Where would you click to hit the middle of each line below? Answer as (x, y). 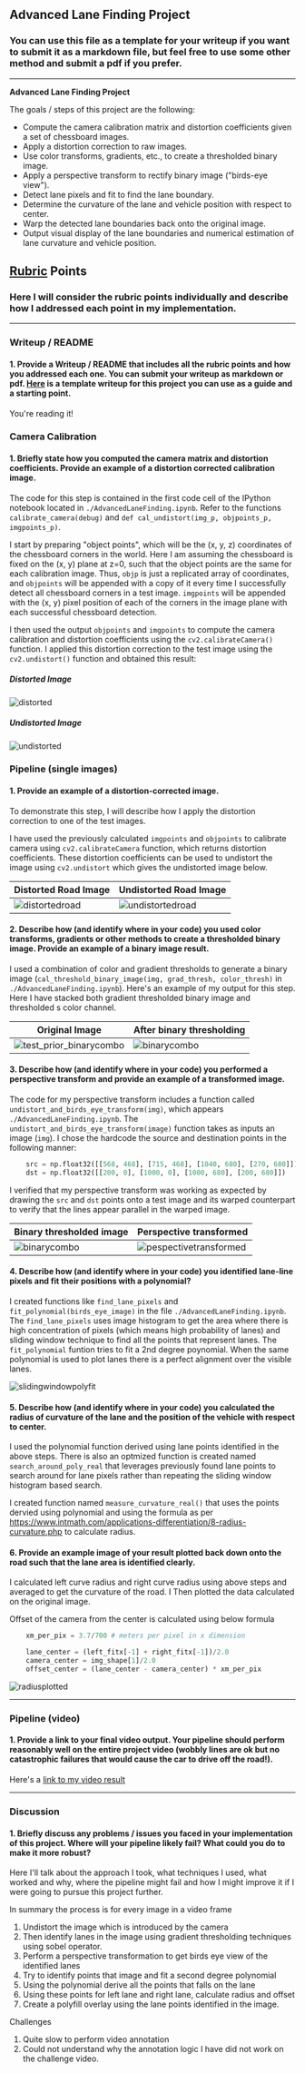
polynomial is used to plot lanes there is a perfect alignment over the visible (151, 1360)
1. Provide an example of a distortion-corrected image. (114, 791)
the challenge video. (61, 2058)
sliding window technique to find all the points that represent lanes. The (143, 1340)
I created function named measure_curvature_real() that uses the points (144, 1503)
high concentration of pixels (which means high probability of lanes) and (145, 1331)
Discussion (35, 1812)
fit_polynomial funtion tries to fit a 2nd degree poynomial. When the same (149, 1350)
